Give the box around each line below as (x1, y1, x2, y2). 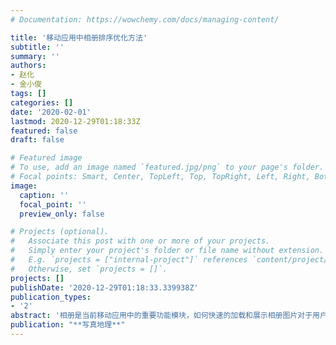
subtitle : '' (10, 42, 65, 52)
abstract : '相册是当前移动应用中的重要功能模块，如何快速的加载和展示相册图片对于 (10, 311, 313, 321)
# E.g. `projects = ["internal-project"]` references (10, 255, 248, 265)
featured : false (10, 126, 78, 136)
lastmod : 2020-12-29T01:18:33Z (10, 116, 141, 126)
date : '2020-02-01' (10, 107, 92, 117)
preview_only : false (19, 209, 105, 219)
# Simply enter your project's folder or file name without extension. (10, 246, 325, 256)
